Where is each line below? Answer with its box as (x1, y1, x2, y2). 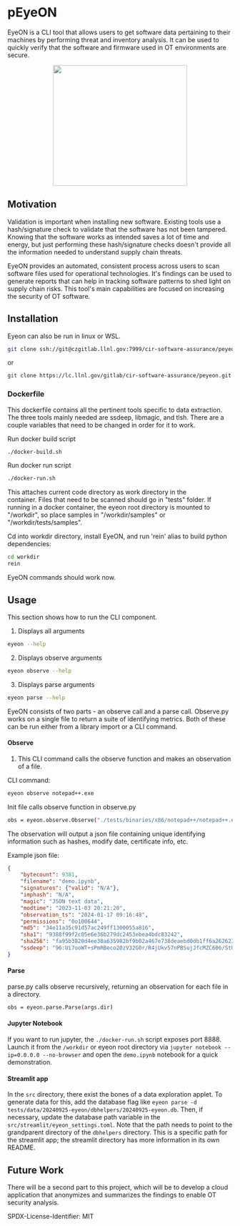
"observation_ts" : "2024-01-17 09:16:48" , (20, 911, 149, 919)
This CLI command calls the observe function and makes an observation (17, 754, 231, 763)
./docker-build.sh (7, 448, 62, 455)
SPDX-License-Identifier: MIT (7, 1212, 94, 1221)
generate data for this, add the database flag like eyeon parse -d (7, 1098, 198, 1107)
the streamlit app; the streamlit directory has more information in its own (7, 1136, 220, 1145)
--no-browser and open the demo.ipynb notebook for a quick (42, 1050, 219, 1059)
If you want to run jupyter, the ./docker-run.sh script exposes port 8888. (7, 1035, 221, 1044)
